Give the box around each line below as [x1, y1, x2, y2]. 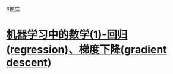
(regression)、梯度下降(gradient [6, 43, 168, 56]
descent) [6, 56, 52, 69]
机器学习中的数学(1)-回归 [6, 28, 128, 41]
